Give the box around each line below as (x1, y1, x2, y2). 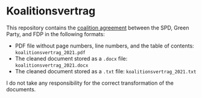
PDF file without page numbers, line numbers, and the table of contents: (14, 42, 194, 49)
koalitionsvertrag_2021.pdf (14, 49, 86, 55)
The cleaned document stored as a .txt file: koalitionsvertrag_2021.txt (14, 67, 197, 75)
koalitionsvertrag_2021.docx (14, 62, 89, 69)
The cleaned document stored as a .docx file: (14, 55, 128, 62)
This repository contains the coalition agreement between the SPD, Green (6, 24, 189, 31)
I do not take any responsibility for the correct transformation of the (6, 79, 174, 87)
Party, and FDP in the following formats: (6, 30, 106, 37)
